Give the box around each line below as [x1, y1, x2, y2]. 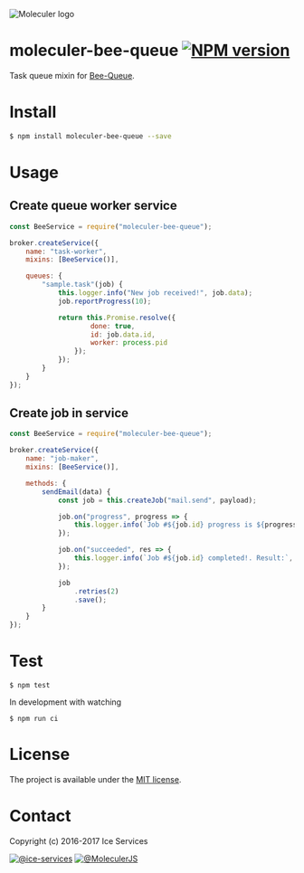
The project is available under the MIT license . [9, 773, 182, 784]
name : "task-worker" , [25, 247, 107, 256]
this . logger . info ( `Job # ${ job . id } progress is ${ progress [73, 520, 298, 529]
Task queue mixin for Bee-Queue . [9, 70, 136, 81]
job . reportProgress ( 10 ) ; [57, 297, 152, 306]
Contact [9, 806, 71, 827]
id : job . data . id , [90, 330, 156, 339]
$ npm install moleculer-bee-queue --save [9, 131, 172, 140]
